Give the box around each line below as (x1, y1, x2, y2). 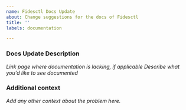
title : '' (6, 19, 31, 25)
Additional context (6, 84, 61, 92)
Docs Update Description (6, 49, 80, 58)
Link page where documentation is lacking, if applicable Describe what (6, 63, 180, 70)
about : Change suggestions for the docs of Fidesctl (6, 14, 139, 20)
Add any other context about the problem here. (6, 97, 121, 104)
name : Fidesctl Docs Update (6, 8, 76, 15)
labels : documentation (6, 25, 62, 31)
